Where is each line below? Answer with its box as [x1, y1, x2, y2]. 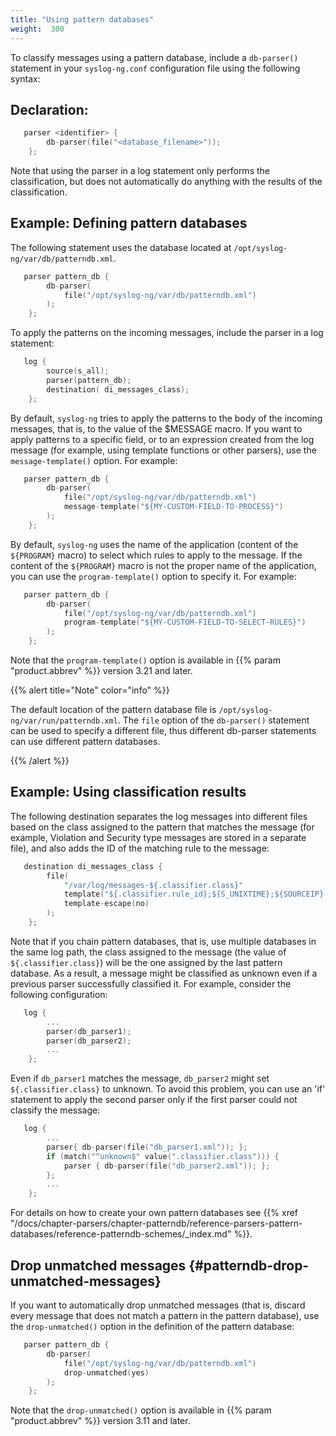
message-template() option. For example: [10, 454, 178, 466]
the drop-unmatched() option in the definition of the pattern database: [10, 1321, 295, 1332]
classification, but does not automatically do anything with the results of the [10, 175, 323, 187]
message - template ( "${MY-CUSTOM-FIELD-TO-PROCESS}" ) [63, 502, 284, 512]
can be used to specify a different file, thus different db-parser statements [10, 725, 317, 736]
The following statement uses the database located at [10, 241, 232, 253]
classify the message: [10, 1104, 101, 1116]
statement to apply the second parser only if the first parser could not [10, 1094, 298, 1106]
